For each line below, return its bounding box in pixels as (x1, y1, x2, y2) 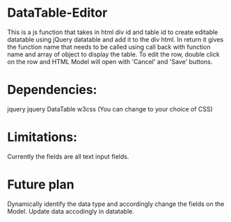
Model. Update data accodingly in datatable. (7, 207, 134, 215)
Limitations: (7, 129, 78, 145)
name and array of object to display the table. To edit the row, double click (7, 50, 221, 58)
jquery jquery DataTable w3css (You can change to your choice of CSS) (7, 104, 214, 113)
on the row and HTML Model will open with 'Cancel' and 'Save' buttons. (7, 57, 213, 65)
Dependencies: (7, 82, 97, 98)
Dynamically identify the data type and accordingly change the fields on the (7, 200, 225, 208)
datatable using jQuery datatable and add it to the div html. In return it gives (7, 35, 224, 43)
